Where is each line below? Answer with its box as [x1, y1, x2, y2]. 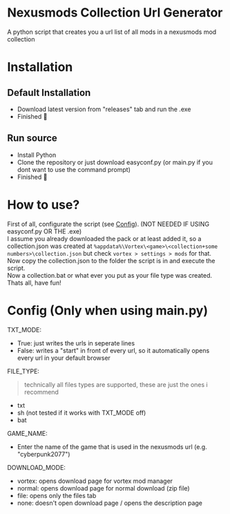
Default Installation [7, 86, 91, 98]
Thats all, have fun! [7, 278, 61, 287]
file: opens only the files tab [17, 491, 97, 499]
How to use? [7, 197, 80, 212]
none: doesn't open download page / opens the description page [17, 499, 202, 507]
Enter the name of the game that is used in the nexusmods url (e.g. [17, 442, 207, 450]
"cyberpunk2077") [17, 450, 70, 458]
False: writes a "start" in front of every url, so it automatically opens [17, 346, 210, 354]
